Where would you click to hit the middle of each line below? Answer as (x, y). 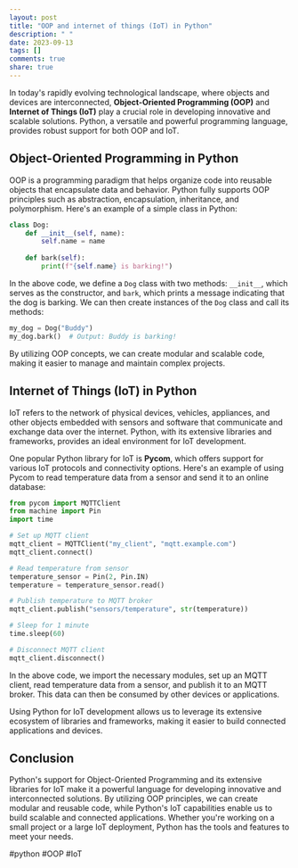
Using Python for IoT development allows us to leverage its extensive (136, 711)
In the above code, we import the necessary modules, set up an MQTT (139, 675)
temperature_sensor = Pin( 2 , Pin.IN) (79, 576)
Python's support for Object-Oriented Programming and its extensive (136, 780)
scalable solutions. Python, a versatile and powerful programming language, (149, 120)
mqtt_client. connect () (51, 552)
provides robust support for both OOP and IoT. (94, 130)
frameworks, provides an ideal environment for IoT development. (128, 441)
